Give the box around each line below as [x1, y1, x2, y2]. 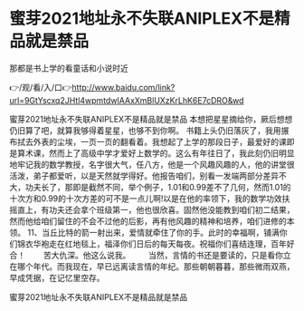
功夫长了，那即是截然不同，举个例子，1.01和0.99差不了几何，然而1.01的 [24, 181, 291, 192]
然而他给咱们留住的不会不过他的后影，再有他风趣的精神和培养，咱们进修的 [9, 215, 287, 227]
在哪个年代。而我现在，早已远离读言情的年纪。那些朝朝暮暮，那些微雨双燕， [9, 260, 295, 272]
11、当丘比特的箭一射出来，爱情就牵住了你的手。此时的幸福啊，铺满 [26, 227, 280, 238]
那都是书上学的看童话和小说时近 [9, 63, 128, 73]
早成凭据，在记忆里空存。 [9, 272, 105, 283]
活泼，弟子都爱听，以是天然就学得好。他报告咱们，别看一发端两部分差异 [9, 170, 279, 181]
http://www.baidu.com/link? [71, 82, 176, 92]
